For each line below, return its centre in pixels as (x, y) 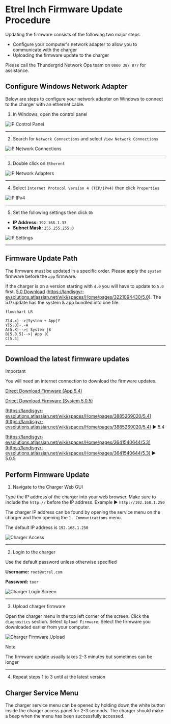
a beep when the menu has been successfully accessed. (65, 716)
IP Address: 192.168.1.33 (39, 222)
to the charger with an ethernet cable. (45, 104)
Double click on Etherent (39, 163)
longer (12, 662)
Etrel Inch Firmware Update (64, 9)
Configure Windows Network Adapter (67, 87)
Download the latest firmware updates (67, 359)
